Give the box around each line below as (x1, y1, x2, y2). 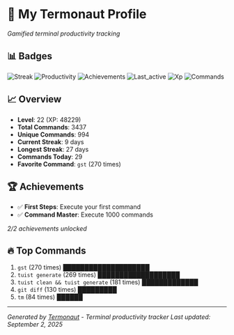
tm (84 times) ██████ (17, 293, 84, 302)
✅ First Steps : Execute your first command (17, 203, 141, 211)
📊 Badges (7, 50, 52, 62)
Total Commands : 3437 (17, 123, 87, 131)
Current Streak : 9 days (17, 137, 84, 146)
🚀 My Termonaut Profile (7, 6, 147, 22)
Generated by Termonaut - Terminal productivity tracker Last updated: (7, 313, 211, 321)
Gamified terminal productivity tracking (7, 29, 120, 38)
